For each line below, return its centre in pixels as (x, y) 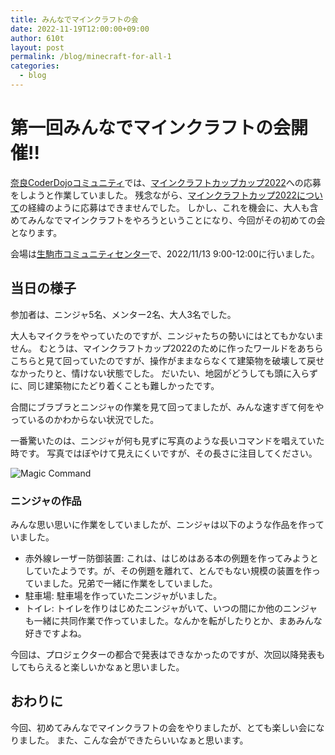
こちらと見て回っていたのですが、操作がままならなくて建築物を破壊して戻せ (167, 360)
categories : (35, 66)
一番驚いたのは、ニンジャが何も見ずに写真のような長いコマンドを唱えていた (167, 440)
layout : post (37, 47)
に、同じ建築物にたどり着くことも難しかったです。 (115, 385)
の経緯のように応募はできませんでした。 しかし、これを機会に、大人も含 (169, 207)
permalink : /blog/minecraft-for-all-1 (91, 57)
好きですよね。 (55, 633)
